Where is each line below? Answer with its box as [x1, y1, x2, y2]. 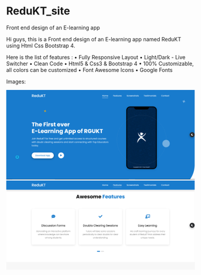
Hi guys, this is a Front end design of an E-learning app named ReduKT [6, 35, 181, 43]
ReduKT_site [6, 4, 71, 18]
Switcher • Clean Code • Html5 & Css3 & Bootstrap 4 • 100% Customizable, [6, 60, 194, 67]
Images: [6, 78, 26, 85]
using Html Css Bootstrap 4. [6, 42, 76, 49]
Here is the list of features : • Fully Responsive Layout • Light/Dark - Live [6, 53, 185, 61]
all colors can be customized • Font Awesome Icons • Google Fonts [6, 66, 173, 73]
